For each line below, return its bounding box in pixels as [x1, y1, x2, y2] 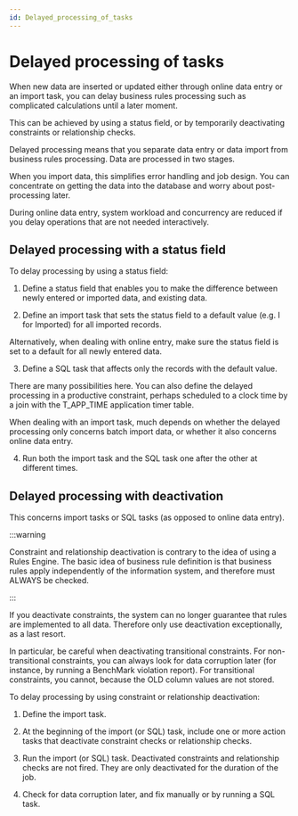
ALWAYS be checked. [9, 575, 89, 586]
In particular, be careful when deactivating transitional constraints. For [9, 646, 266, 656]
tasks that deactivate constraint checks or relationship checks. [21, 736, 253, 746]
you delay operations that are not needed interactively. [9, 216, 210, 227]
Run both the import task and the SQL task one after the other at [21, 453, 258, 464]
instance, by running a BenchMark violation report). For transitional [9, 665, 255, 676]
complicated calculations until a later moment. [9, 100, 178, 111]
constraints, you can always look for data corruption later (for [52, 655, 278, 666]
